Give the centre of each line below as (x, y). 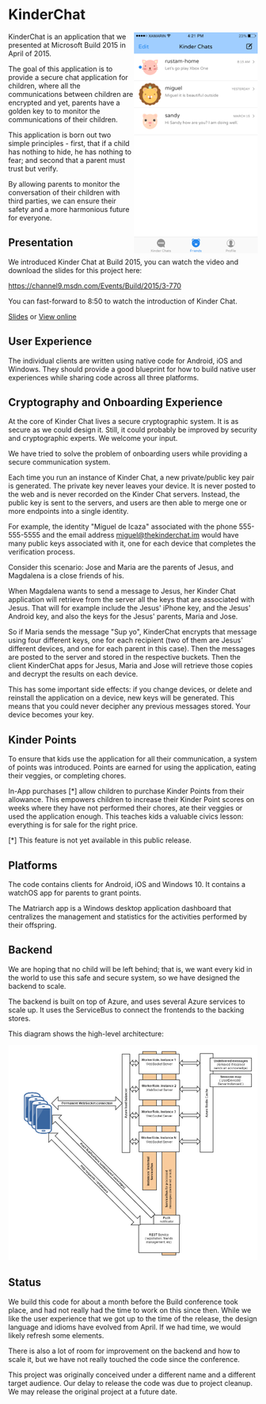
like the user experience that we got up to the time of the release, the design (133, 1318)
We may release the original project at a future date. (93, 1391)
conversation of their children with (64, 192)
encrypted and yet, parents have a (64, 102)
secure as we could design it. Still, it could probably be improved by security (133, 430)
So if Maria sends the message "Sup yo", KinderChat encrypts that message (133, 632)
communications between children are (71, 94)
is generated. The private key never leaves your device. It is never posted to (132, 486)
